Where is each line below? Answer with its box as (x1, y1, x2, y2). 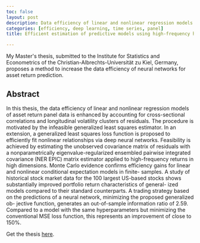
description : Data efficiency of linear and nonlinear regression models (6, 20, 193, 26)
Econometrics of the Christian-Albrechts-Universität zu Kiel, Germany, (6, 59, 179, 66)
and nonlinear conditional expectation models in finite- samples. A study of (6, 168, 190, 175)
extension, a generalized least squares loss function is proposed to (6, 130, 171, 137)
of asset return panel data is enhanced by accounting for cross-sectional (6, 111, 186, 118)
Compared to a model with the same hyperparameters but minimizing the (6, 206, 186, 213)
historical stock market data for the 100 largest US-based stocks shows (6, 174, 182, 182)
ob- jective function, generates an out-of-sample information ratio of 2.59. (6, 199, 189, 207)
